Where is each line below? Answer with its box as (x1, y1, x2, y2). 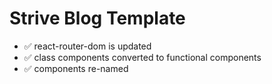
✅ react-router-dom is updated (23, 40, 152, 52)
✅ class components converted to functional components (23, 51, 262, 63)
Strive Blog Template (9, 7, 186, 30)
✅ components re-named (23, 62, 129, 74)
